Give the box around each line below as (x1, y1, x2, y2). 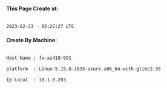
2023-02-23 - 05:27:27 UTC (6, 24, 74, 30)
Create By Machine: (6, 36, 57, 43)
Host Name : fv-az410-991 (6, 55, 71, 61)
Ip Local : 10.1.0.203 (6, 77, 67, 83)
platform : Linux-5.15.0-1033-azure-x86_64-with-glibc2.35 (6, 66, 162, 72)
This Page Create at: (6, 5, 59, 12)
